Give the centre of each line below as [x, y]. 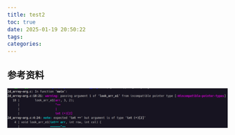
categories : [24, 44]
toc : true [22, 22]
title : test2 [26, 15]
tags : [15, 37]
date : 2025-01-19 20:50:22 [47, 29]
